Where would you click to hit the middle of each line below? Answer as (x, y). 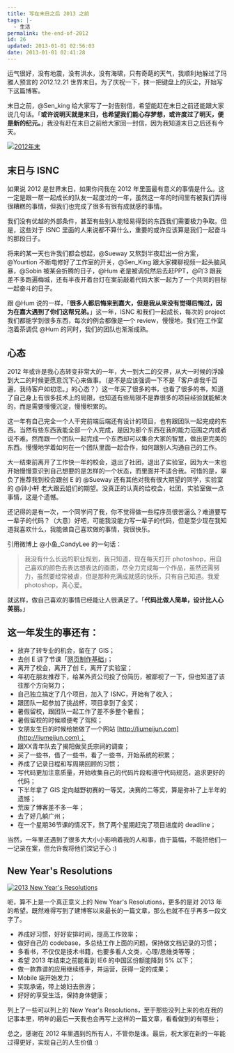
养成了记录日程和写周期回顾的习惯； (69, 764)
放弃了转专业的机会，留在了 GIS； (66, 651)
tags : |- (20, 20)
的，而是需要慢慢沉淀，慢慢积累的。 (59, 406)
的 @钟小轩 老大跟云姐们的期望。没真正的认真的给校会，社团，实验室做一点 (116, 488)
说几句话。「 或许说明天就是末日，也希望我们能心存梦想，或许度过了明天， (112, 114)
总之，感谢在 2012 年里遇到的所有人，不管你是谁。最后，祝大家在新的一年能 (117, 1033)
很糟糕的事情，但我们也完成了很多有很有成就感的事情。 (86, 206)
